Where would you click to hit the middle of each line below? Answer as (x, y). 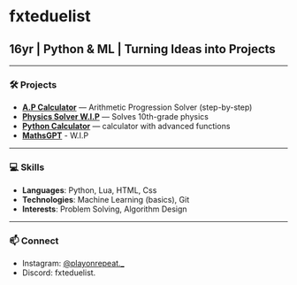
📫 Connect (34, 241)
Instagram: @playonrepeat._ (73, 263)
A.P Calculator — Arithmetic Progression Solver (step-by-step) (137, 107)
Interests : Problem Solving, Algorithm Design (104, 209)
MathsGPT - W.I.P (55, 135)
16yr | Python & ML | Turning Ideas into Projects (142, 49)
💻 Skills (27, 167)
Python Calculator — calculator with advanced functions (126, 127)
